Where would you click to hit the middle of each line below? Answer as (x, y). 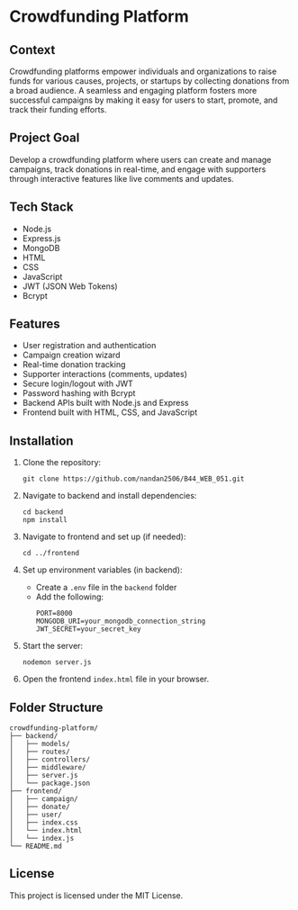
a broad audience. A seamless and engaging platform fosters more (133, 90)
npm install (45, 520)
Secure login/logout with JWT (77, 383)
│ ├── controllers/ (50, 760)
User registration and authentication (89, 346)
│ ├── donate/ (40, 807)
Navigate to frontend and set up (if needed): (104, 536)
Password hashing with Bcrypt (79, 393)
